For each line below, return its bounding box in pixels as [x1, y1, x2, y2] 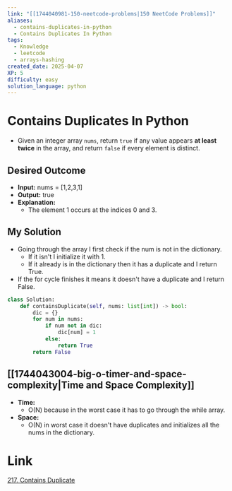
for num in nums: [32, 316, 83, 323]
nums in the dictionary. [28, 428, 95, 437]
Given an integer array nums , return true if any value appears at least [17, 136, 217, 145]
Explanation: [17, 199, 56, 206]
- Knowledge [13, 43, 49, 50]
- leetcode [13, 50, 46, 57]
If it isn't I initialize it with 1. [28, 252, 106, 261]
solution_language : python [7, 83, 87, 90]
